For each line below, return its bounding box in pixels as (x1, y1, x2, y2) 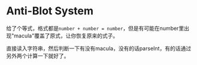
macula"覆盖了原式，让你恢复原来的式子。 (14, 32, 119, 39)
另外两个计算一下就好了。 (6, 52, 69, 59)
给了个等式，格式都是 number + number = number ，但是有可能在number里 (6, 24, 184, 32)
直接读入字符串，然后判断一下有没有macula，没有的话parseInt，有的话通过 (6, 45, 192, 52)
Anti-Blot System (6, 4, 94, 18)
